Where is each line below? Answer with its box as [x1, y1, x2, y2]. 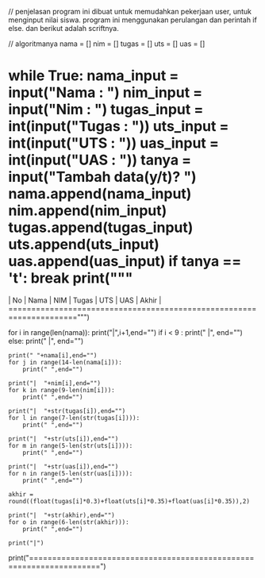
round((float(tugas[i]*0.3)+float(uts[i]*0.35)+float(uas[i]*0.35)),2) [8, 497, 250, 505]
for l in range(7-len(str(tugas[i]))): [8, 414, 140, 422]
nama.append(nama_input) [8, 185, 192, 203]
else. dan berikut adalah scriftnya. [8, 24, 119, 33]
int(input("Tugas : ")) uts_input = [8, 118, 229, 136]
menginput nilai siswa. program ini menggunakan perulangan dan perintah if [8, 15, 258, 25]
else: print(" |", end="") [8, 336, 84, 345]
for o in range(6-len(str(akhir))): [8, 518, 129, 526]
